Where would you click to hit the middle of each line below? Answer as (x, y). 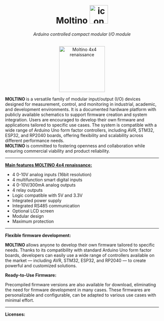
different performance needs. (35, 140)
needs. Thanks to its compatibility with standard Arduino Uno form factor (78, 250)
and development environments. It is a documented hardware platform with (81, 109)
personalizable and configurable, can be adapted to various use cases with (81, 295)
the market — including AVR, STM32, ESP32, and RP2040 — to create (76, 260)
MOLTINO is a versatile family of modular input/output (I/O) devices (73, 99)
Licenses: (15, 314)
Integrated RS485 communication (46, 206)
